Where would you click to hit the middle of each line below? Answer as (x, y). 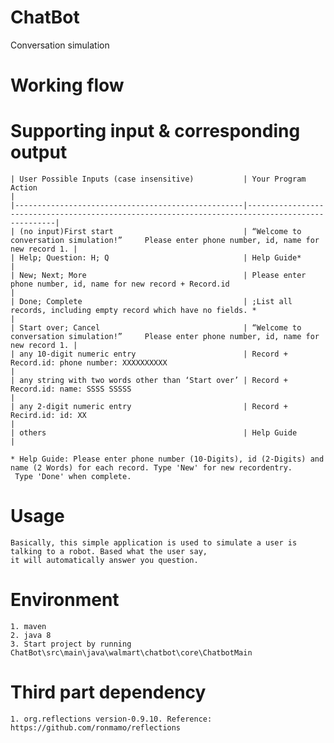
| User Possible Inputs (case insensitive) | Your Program (158, 179)
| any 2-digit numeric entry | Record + (149, 407)
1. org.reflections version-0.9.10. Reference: (111, 719)
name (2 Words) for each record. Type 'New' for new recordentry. (151, 468)
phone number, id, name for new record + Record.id (120, 284)
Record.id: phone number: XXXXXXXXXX (89, 363)
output (39, 152)
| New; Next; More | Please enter (158, 276)
